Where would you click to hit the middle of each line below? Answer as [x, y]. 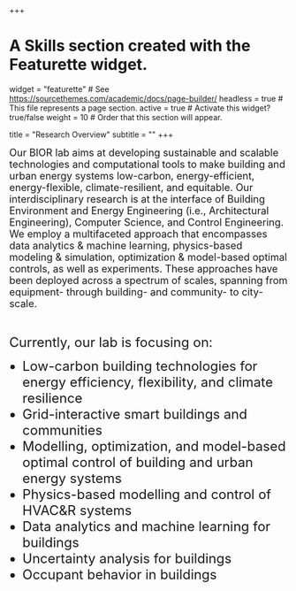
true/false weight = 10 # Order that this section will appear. [116, 117]
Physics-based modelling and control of [147, 494]
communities [62, 430]
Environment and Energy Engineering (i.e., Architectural [139, 211]
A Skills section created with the [130, 46]
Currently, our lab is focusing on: [111, 342]
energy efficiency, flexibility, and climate [148, 382]
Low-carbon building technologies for [140, 366]
